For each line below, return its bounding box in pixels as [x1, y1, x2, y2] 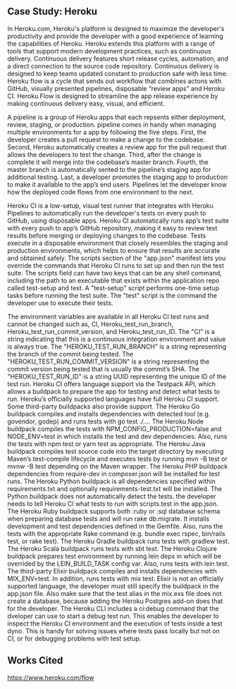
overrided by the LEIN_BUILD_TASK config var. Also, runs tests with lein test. [7, 559, 230, 568]
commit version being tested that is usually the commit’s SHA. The [7, 364, 199, 373]
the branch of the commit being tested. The [7, 349, 134, 358]
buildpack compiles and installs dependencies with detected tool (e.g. [7, 409, 211, 418]
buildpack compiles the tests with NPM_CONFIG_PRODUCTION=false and [7, 424, 222, 433]
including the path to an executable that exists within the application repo [7, 276, 220, 285]
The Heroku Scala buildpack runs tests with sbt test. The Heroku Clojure [7, 544, 217, 552]
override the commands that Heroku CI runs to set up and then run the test [7, 261, 224, 270]
